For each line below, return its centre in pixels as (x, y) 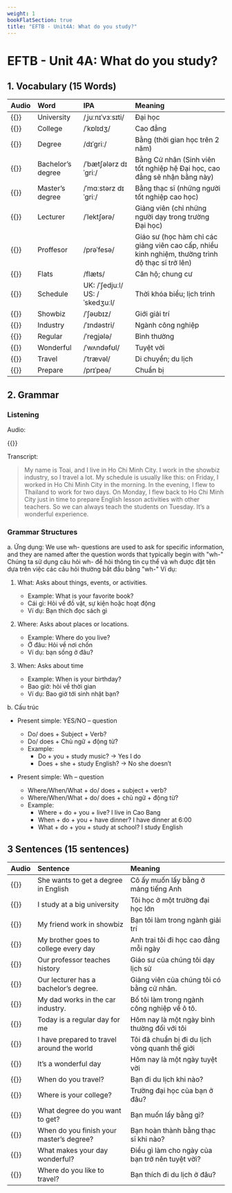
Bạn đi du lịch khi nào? (167, 1079)
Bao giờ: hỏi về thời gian (62, 687)
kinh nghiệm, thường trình (176, 254)
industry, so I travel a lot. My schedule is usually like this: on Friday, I (121, 477)
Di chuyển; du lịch (164, 359)
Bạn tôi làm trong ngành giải (175, 920)
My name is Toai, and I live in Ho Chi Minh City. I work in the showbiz (122, 470)
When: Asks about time (50, 666)
